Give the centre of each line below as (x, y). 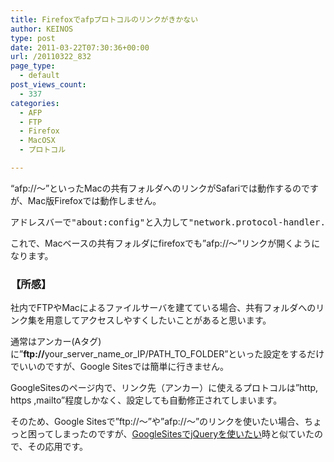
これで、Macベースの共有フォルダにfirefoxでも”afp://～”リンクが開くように (165, 243)
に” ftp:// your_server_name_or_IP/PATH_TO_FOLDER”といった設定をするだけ (167, 354)
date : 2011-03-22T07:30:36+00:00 (80, 47)
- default (39, 76)
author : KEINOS (42, 29)
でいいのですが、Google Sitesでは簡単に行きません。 (119, 367)
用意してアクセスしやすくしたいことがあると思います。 (158, 320)
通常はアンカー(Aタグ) (56, 342)
